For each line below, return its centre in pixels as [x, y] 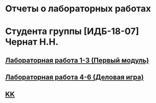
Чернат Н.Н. [32, 42]
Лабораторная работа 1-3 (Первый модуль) [77, 60]
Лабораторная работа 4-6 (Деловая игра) [74, 77]
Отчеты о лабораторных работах [78, 9]
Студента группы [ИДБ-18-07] [72, 32]
